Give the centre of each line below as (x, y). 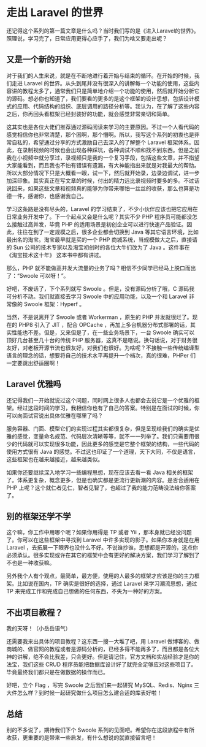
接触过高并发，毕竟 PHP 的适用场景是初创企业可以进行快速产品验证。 (99, 224)
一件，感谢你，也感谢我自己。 (49, 196)
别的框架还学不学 (39, 516)
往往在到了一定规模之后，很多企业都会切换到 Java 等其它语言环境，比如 (108, 232)
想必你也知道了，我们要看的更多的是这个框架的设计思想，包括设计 (111, 98)
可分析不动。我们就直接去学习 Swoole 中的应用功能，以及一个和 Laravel (97, 296)
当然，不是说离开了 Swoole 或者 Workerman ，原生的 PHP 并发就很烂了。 (99, 317)
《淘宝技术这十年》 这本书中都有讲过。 (55, 255)
